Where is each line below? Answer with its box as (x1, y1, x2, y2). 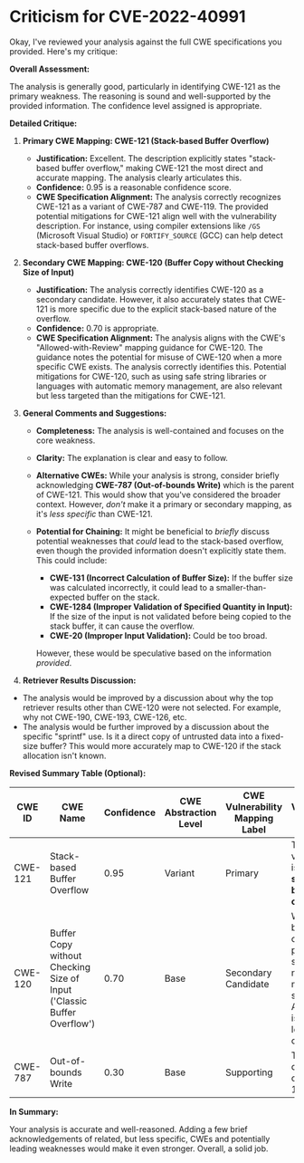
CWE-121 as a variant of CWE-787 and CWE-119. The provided (35, 201, 269, 212)
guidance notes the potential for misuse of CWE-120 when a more (35, 351, 282, 362)
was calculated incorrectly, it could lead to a (49, 581, 214, 592)
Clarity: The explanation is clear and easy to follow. (35, 452, 229, 463)
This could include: (35, 554, 108, 565)
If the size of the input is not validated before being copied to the (49, 610, 291, 621)
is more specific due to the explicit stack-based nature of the (49, 303, 278, 314)
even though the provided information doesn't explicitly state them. (35, 545, 287, 556)
